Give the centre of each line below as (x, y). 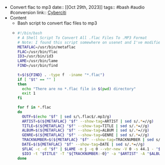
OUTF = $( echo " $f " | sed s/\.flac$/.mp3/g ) (67, 117)
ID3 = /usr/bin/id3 (35, 56)
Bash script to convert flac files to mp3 (57, 23)
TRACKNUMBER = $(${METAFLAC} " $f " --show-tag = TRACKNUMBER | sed (88, 140)
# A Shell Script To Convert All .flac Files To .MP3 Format (82, 38)
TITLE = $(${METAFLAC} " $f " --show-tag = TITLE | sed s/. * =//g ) (85, 126)
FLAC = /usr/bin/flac (38, 52)
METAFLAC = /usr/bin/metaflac (46, 47)
